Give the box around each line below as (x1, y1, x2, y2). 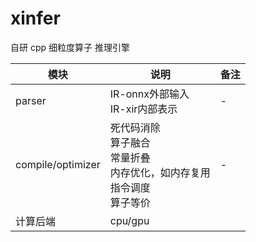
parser (15, 93, 47, 107)
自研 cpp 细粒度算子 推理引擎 (10, 41, 130, 53)
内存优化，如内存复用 (109, 165, 211, 179)
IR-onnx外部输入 (109, 87, 190, 101)
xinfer (10, 7, 61, 30)
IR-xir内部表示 (109, 102, 178, 116)
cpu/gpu (109, 213, 150, 227)
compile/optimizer (15, 157, 101, 171)
